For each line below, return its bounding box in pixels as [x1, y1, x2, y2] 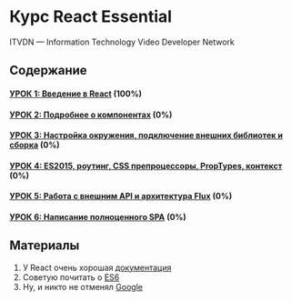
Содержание [9, 63, 88, 78]
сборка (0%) [9, 139, 61, 151]
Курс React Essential [9, 6, 173, 27]
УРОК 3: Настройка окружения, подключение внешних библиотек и [9, 130, 284, 141]
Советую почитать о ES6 [22, 271, 120, 283]
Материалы [9, 238, 80, 254]
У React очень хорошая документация [22, 262, 172, 273]
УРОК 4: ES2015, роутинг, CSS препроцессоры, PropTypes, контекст [9, 160, 283, 171]
